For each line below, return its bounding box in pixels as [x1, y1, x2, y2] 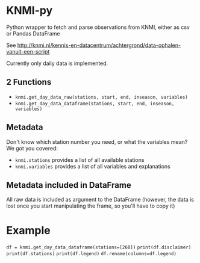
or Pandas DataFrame [6, 29, 60, 37]
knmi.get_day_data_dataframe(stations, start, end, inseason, [14, 101, 175, 107]
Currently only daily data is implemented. [6, 60, 108, 67]
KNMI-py [6, 4, 53, 17]
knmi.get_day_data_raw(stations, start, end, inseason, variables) [14, 94, 188, 100]
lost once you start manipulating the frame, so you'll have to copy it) [6, 202, 175, 209]
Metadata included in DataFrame [6, 180, 131, 190]
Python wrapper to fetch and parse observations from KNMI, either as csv [6, 23, 190, 31]
